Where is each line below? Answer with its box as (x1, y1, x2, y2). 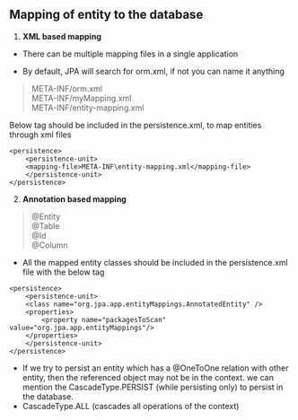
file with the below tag (22, 267, 105, 277)
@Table (31, 220, 60, 232)
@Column (31, 240, 69, 250)
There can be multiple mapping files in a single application (22, 48, 239, 59)
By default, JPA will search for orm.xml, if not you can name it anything (22, 66, 285, 76)
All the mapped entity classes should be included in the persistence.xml (22, 257, 289, 267)
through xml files (9, 129, 72, 140)
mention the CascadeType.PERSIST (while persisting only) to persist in (22, 381, 284, 392)
